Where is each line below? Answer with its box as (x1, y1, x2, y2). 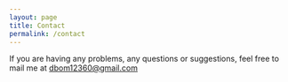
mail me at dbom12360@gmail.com (9, 63, 138, 73)
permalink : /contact (9, 29, 86, 38)
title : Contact (9, 21, 66, 30)
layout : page (9, 12, 58, 22)
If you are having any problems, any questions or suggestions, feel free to (9, 54, 280, 64)
